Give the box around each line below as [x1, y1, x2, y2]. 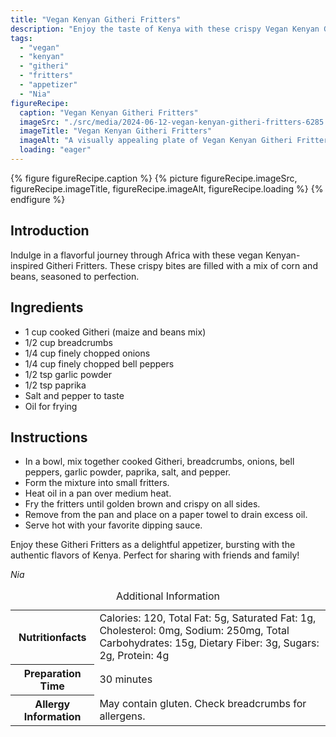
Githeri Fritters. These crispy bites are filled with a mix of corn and [45, 259, 318, 271]
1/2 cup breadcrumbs [24, 336, 113, 348]
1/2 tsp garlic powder [24, 368, 112, 380]
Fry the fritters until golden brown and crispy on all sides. [24, 498, 261, 510]
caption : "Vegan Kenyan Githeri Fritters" [19, 107, 199, 118]
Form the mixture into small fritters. [24, 477, 170, 489]
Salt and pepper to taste [24, 389, 125, 401]
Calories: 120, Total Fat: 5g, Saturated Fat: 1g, [99, 611, 317, 625]
